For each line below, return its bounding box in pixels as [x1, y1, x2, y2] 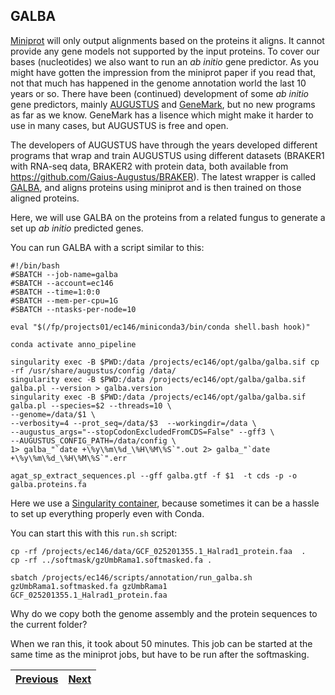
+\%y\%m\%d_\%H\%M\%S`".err [10, 453, 128, 463]
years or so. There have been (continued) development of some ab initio [10, 87, 310, 99]
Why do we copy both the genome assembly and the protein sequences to [10, 607, 318, 619]
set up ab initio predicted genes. [10, 222, 144, 234]
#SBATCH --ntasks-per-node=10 [10, 304, 137, 314]
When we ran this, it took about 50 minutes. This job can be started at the [10, 637, 313, 649]
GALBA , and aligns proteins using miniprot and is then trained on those [10, 181, 302, 193]
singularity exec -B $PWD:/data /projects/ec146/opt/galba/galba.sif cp [10, 357, 320, 367]
